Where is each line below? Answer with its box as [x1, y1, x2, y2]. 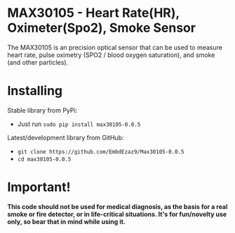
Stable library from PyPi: [7, 106, 78, 114]
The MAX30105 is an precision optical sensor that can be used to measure [7, 43, 223, 51]
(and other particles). [7, 58, 69, 66]
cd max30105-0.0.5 [17, 156, 72, 163]
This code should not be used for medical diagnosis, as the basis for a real [7, 202, 228, 210]
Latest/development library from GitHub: [7, 133, 124, 141]
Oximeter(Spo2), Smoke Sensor [7, 20, 196, 36]
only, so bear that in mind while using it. [7, 217, 126, 226]
